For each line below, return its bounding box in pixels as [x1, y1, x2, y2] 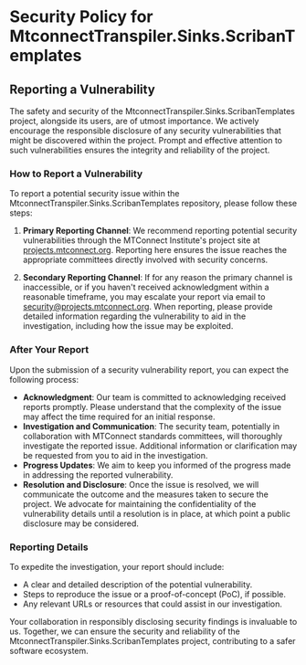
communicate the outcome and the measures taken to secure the [22, 489, 269, 500]
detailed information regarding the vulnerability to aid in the [22, 311, 247, 322]
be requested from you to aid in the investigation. [22, 449, 208, 460]
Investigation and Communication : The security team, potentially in [22, 420, 280, 431]
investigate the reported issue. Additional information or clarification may [22, 440, 298, 451]
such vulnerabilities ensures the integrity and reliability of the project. [9, 144, 270, 155]
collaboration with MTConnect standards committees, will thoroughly [22, 430, 283, 441]
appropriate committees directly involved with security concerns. [22, 254, 269, 266]
